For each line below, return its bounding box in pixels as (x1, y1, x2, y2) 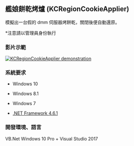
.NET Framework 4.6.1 (12, 110, 58, 116)
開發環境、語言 (5, 124, 42, 131)
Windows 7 (12, 101, 36, 107)
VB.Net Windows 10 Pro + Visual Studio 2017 (5, 135, 98, 141)
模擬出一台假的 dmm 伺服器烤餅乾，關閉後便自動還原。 (5, 19, 120, 25)
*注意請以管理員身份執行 (5, 30, 56, 36)
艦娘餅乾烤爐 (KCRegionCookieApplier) (5, 5, 129, 14)
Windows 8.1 (12, 90, 39, 97)
